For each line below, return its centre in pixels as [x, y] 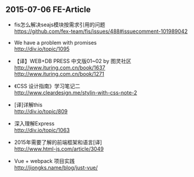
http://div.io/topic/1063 [42, 130]
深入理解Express [34, 123]
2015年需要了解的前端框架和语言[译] [58, 142]
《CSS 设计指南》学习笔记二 [47, 86]
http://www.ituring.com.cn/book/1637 [60, 68]
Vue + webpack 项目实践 [44, 161]
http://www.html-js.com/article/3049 [59, 149]
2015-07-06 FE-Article [48, 10]
